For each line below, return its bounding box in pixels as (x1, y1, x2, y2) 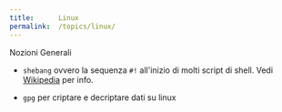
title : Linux (9, 13, 79, 23)
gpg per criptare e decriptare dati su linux (22, 92, 176, 103)
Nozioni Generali (9, 46, 72, 57)
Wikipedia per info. (22, 74, 94, 85)
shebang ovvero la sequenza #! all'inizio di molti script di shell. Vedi (22, 65, 274, 76)
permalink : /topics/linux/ (9, 22, 116, 31)
